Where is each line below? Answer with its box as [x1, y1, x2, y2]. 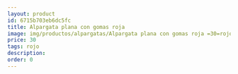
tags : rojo [7, 43, 40, 50]
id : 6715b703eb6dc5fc [7, 17, 72, 24]
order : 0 [7, 56, 33, 63]
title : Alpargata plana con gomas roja [7, 23, 125, 30]
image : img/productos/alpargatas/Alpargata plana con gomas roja [7, 30, 204, 37]
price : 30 [7, 37, 37, 44]
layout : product [7, 10, 55, 18]
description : [7, 50, 46, 57]
